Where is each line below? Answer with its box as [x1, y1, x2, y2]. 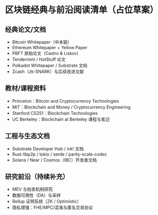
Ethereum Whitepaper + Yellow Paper [12, 45, 88, 50]
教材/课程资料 [5, 84, 46, 92]
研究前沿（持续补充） [5, 173, 69, 181]
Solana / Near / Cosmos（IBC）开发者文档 [12, 157, 97, 163]
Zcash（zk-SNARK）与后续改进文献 [12, 69, 84, 74]
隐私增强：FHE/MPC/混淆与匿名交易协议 [12, 205, 93, 211]
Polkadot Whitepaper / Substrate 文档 [12, 63, 88, 68]
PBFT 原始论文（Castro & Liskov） [12, 51, 81, 56]
